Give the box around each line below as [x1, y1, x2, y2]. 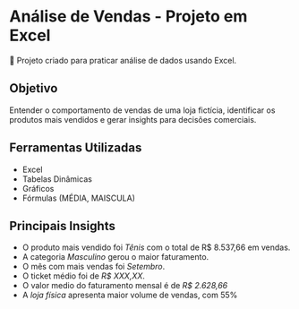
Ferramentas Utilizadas [9, 141, 142, 156]
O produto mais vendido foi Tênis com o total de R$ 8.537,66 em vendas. [21, 242, 291, 253]
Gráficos [21, 183, 55, 193]
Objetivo [9, 81, 58, 96]
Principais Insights [9, 218, 116, 234]
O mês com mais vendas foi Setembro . [21, 262, 166, 272]
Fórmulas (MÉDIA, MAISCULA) [21, 193, 136, 203]
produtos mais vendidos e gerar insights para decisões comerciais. [9, 114, 257, 124]
